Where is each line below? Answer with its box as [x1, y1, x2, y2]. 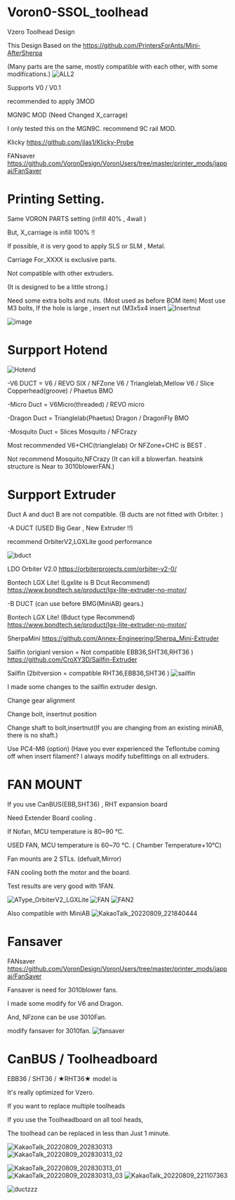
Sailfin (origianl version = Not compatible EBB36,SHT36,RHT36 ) [7, 648, 194, 656]
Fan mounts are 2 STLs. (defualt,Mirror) [7, 854, 122, 863]
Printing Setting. [7, 191, 105, 208]
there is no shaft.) [7, 731, 58, 739]
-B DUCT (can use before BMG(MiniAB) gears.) [7, 599, 144, 607]
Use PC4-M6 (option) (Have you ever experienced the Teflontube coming [7, 744, 220, 753]
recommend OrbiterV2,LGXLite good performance [7, 537, 152, 545]
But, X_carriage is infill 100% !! [7, 228, 95, 236]
